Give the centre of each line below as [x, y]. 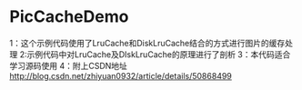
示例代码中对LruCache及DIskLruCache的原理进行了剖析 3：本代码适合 [159, 54]
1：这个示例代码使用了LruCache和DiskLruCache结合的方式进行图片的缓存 [147, 43]
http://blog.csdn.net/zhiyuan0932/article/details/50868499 [121, 75]
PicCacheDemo [69, 17]
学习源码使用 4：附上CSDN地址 [68, 65]
